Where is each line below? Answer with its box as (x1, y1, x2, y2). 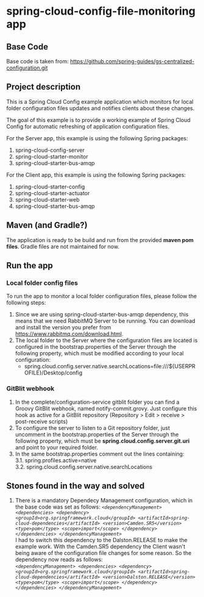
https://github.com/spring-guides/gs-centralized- (69, 58, 195, 65)
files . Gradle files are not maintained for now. (6, 243, 120, 250)
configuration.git (6, 64, 48, 71)
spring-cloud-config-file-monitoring (6, 4, 196, 18)
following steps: (6, 299, 46, 306)
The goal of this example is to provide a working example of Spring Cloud (6, 116, 191, 123)
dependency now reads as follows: (15, 556, 104, 563)
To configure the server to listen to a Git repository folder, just (15, 424, 171, 431)
